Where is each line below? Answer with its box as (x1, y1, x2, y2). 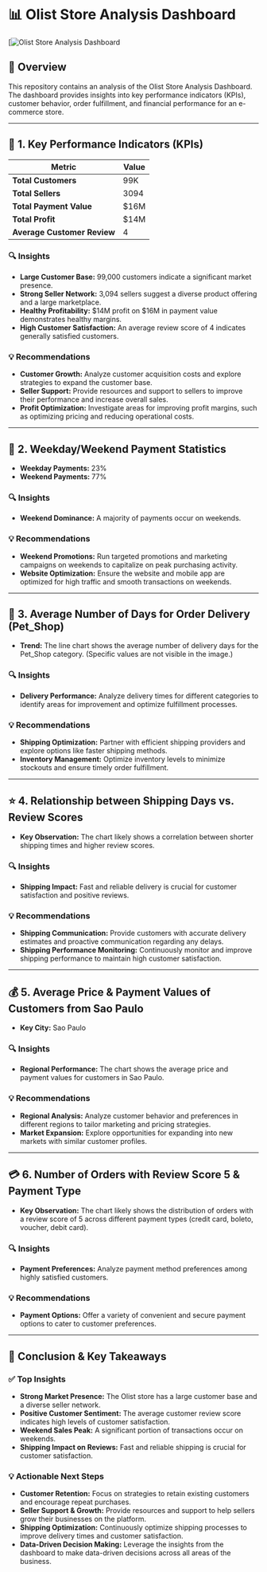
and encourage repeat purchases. (19, 1497, 131, 1507)
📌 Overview (8, 61, 67, 74)
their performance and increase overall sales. (19, 395, 168, 404)
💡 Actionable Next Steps (8, 1471, 105, 1482)
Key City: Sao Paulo (19, 1023, 86, 1032)
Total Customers (12, 175, 77, 186)
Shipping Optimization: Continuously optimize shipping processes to (19, 1523, 248, 1532)
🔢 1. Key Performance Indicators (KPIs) (8, 138, 204, 151)
